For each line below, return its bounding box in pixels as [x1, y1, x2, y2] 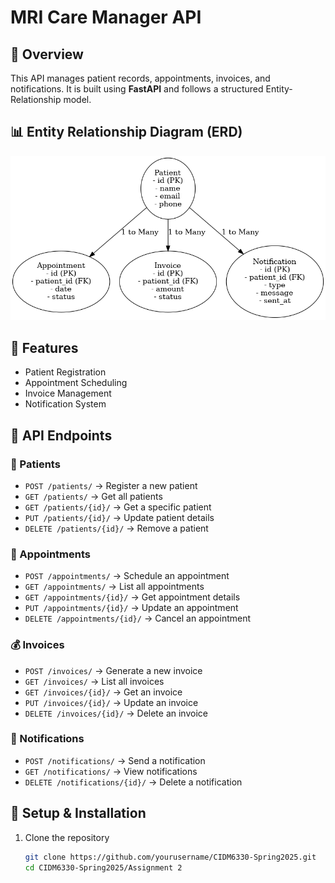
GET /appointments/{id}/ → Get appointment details [24, 591, 241, 603]
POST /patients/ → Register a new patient [24, 479, 198, 491]
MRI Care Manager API [10, 6, 202, 29]
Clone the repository [24, 831, 110, 843]
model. [63, 94, 92, 105]
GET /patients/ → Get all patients [24, 490, 163, 502]
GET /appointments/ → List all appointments [24, 581, 205, 593]
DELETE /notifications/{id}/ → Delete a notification [24, 776, 243, 788]
